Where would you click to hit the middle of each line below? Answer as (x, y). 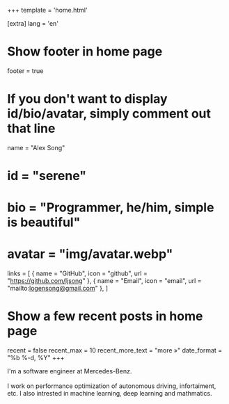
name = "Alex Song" (36, 147)
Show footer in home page (85, 52)
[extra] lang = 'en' (33, 23)
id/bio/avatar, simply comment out (109, 114)
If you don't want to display (88, 99)
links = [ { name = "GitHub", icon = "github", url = (77, 273)
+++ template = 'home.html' (48, 10)
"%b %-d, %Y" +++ (36, 358)
